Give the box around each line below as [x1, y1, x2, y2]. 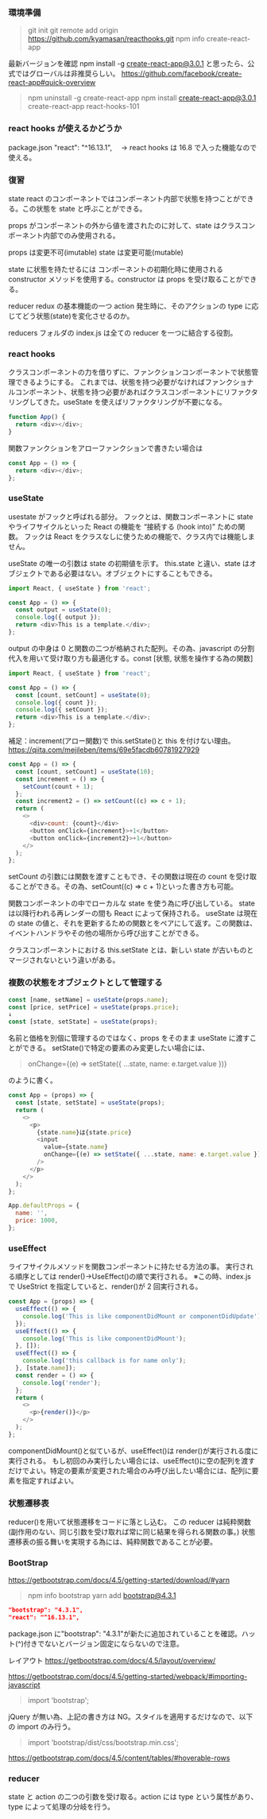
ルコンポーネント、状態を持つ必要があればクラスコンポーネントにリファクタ [8, 387, 258, 397]
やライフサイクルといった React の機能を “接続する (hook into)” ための [8, 522, 238, 531]
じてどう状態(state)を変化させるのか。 [8, 311, 134, 320]
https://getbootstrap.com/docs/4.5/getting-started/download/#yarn [8, 1576, 230, 1585]
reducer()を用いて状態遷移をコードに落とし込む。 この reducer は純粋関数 [8, 1517, 252, 1527]
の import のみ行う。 [8, 1722, 75, 1732]
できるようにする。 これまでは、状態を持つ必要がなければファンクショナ [14, 378, 254, 387]
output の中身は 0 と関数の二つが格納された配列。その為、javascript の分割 [8, 643, 255, 653]
